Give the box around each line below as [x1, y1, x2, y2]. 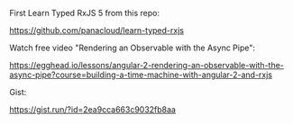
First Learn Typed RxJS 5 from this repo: [9, 8, 160, 18]
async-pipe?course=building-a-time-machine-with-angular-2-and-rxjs [9, 69, 273, 80]
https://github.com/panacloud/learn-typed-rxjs [9, 25, 185, 35]
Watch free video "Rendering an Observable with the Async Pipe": [9, 42, 255, 53]
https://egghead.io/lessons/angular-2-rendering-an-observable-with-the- [9, 60, 284, 70]
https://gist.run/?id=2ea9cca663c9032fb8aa [9, 104, 176, 115]
